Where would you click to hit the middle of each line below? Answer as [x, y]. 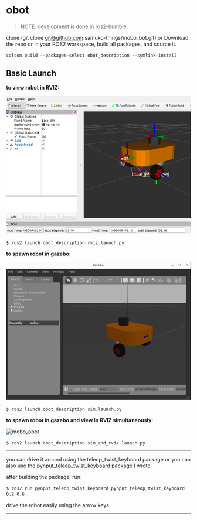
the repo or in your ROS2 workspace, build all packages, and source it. [91, 44]
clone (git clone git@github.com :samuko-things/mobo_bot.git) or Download [97, 37]
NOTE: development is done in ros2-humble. [74, 26]
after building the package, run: [44, 477]
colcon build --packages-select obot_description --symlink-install [91, 55]
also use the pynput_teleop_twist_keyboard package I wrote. [79, 466]
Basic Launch [31, 73]
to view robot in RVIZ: [33, 87]
